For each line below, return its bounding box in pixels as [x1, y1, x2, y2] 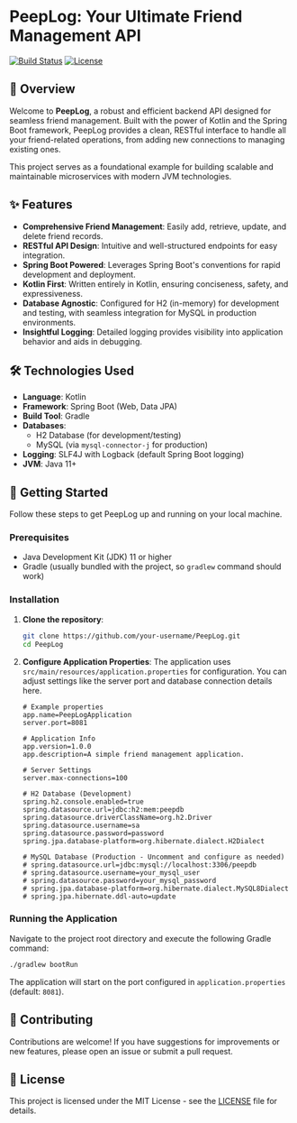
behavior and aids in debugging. [22, 336, 142, 346]
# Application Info [22, 733, 96, 743]
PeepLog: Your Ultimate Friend [9, 6, 243, 27]
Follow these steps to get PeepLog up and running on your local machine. [9, 509, 283, 520]
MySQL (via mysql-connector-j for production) [35, 439, 209, 450]
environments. [22, 317, 76, 327]
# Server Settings [22, 765, 92, 775]
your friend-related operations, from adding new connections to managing [9, 133, 285, 145]
